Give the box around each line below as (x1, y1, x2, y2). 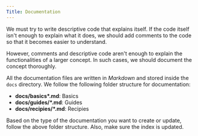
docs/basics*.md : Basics (14, 92, 78, 99)
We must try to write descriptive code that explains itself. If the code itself (6, 25, 190, 32)
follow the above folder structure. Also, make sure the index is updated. (6, 123, 184, 130)
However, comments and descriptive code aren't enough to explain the (6, 49, 183, 57)
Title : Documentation (6, 8, 61, 15)
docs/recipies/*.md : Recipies (14, 105, 89, 112)
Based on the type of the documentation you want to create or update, (6, 117, 182, 124)
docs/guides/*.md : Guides (14, 99, 83, 106)
